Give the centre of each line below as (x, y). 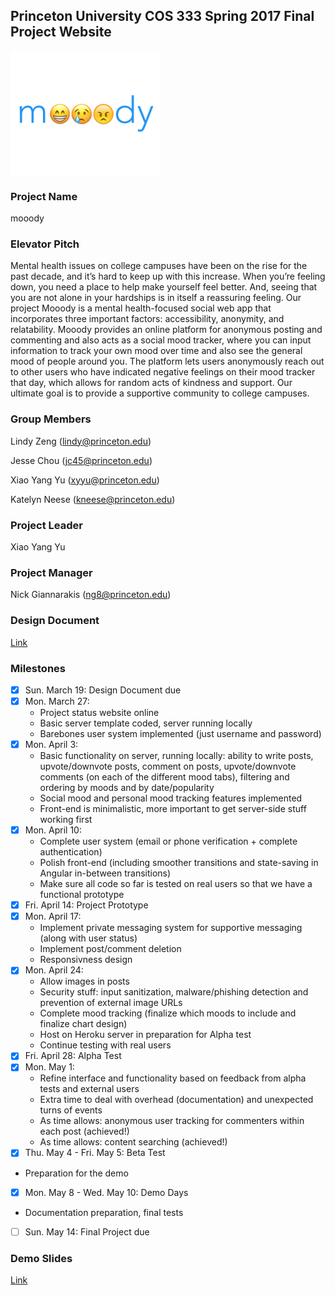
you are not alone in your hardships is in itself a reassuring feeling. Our (156, 298)
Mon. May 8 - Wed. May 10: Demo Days (106, 1192)
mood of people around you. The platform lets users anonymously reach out (167, 361)
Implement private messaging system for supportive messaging (171, 928)
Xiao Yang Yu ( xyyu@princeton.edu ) (85, 480)
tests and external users (89, 1089)
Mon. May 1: (49, 1067)
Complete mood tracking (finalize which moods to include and (168, 1013)
